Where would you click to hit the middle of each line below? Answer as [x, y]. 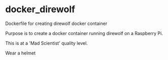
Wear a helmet [21, 53]
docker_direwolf [40, 9]
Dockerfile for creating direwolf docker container [56, 23]
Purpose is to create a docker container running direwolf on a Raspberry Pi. [84, 33]
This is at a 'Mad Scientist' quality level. [46, 43]
